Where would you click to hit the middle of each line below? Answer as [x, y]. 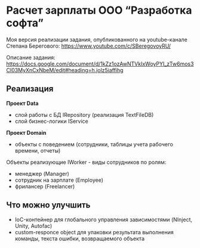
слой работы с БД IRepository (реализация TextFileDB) [84, 114]
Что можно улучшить [48, 205]
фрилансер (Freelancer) [45, 186]
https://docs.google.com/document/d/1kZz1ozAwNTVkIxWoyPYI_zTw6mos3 [100, 64]
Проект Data [22, 103]
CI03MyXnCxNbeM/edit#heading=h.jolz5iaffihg [65, 70]
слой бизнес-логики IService [51, 121]
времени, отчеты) [38, 150]
